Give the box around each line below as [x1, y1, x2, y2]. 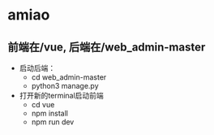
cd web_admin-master [31, 72, 107, 82]
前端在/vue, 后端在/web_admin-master [7, 40, 206, 54]
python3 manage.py [31, 81, 99, 90]
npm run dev [31, 117, 75, 127]
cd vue [31, 100, 55, 109]
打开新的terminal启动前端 [19, 91, 105, 100]
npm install [31, 108, 68, 118]
